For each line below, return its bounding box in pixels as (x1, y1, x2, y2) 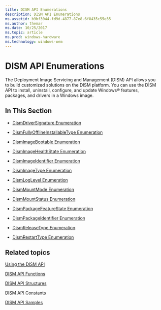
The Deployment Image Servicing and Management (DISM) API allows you (5, 77, 156, 83)
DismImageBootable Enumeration (12, 139, 80, 145)
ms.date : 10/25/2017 (5, 26, 48, 31)
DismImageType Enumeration (12, 167, 72, 173)
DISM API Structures (5, 280, 47, 286)
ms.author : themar (5, 21, 43, 26)
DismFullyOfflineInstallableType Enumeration (12, 129, 103, 135)
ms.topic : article (5, 30, 43, 35)
